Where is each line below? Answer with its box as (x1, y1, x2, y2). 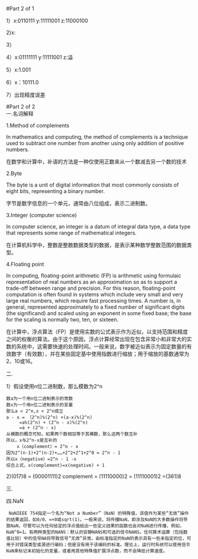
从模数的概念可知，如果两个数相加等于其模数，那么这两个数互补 (6, 431, 138, 437)
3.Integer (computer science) (6, 212, 77, 218)
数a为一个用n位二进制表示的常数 (6, 395, 73, 401)
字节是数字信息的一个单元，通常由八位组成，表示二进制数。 (6, 200, 151, 207)
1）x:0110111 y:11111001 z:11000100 (6, 17, 88, 24)
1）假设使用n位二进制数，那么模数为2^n (6, 383, 103, 390)
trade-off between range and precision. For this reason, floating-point (6, 285, 176, 292)
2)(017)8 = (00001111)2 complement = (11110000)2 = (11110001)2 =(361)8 (6, 473, 181, 480)
